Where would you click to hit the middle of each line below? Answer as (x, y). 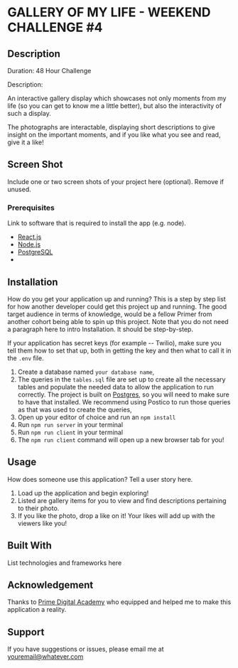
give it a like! (26, 142)
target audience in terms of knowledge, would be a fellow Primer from (110, 314)
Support (26, 632)
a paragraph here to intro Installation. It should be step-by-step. (101, 329)
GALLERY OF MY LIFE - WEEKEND (109, 12)
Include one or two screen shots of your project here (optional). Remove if (115, 181)
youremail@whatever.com (45, 657)
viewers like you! (42, 523)
